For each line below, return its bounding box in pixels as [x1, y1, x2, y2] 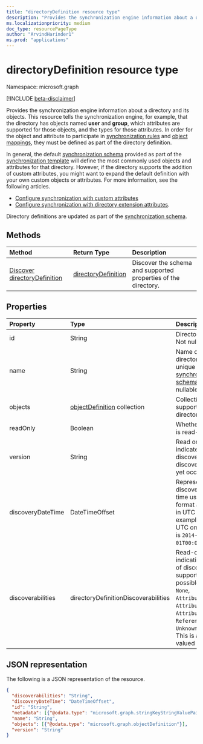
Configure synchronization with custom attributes [14, 194, 139, 202]
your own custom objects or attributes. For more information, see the [6, 176, 178, 184]
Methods [6, 230, 41, 241]
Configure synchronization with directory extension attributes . [14, 201, 170, 208]
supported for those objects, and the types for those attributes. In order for [6, 125, 193, 133]
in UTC [175, 508, 195, 516]
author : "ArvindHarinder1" [6, 32, 74, 38]
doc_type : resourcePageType [6, 25, 77, 32]
